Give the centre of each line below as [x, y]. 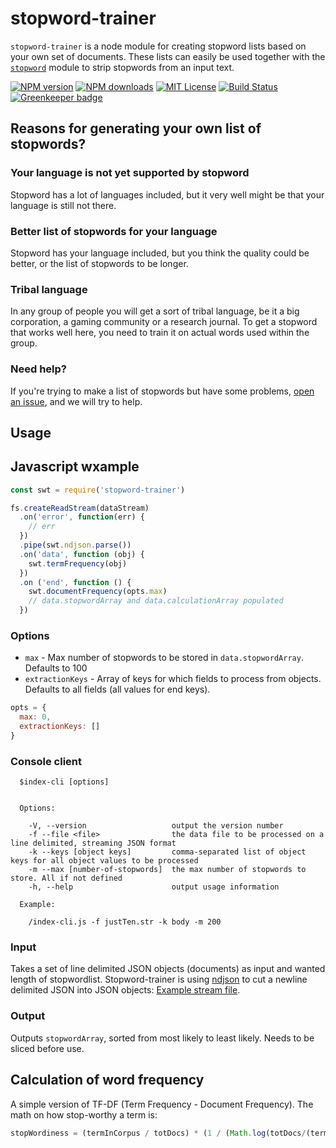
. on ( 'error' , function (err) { [82, 517]
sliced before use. [47, 1048]
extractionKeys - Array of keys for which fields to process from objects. [173, 679]
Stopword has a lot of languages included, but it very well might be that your [167, 194]
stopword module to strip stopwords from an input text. [122, 67]
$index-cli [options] [64, 782]
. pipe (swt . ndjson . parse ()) [75, 545]
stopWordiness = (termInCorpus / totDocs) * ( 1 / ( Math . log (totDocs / [158, 1133]
